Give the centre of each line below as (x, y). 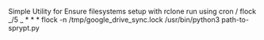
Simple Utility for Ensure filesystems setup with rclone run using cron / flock (132, 11)
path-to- (235, 20)
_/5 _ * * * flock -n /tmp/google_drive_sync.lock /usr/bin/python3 (114, 20)
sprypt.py (24, 28)
